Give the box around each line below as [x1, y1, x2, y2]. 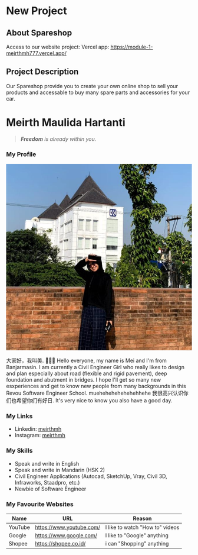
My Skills [6, 447, 33, 455]
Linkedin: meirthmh [14, 425, 62, 433]
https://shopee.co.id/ [35, 540, 86, 547]
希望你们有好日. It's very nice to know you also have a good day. [16, 397, 173, 404]
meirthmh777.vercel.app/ [6, 50, 67, 57]
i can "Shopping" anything [105, 540, 169, 547]
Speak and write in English [14, 460, 80, 467]
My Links [6, 412, 33, 420]
